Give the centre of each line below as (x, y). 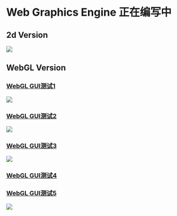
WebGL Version (36, 68)
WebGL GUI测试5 (32, 193)
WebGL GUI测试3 (32, 146)
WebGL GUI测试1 (31, 86)
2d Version (27, 35)
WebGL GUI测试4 (32, 176)
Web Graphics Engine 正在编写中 (89, 12)
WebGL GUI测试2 (32, 116)
